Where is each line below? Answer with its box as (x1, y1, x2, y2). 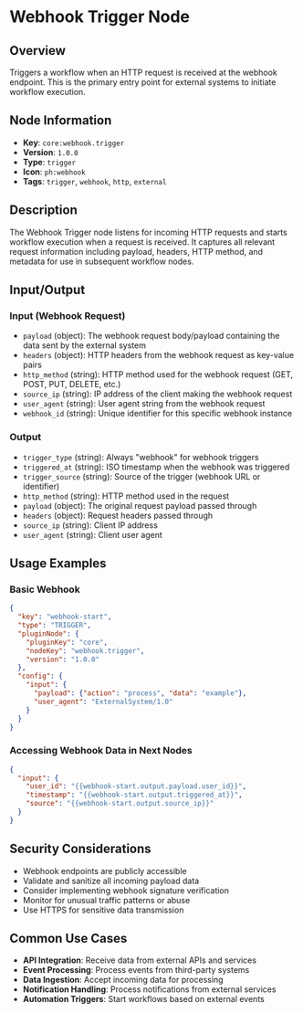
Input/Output (9, 282, 86, 298)
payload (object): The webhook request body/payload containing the (22, 331, 280, 342)
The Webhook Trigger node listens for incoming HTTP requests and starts (9, 227, 287, 237)
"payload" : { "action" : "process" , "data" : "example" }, (33, 689, 247, 698)
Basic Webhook (9, 583, 80, 596)
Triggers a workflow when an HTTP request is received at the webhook (9, 67, 278, 78)
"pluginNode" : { (17, 628, 79, 638)
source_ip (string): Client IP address (22, 519, 158, 531)
